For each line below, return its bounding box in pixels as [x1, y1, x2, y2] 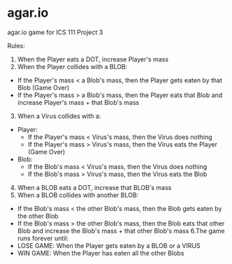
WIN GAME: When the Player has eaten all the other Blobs [17, 249, 184, 257]
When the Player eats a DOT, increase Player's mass [17, 54, 169, 64]
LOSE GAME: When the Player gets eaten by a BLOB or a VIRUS [17, 241, 201, 249]
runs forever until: [17, 234, 68, 242]
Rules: [7, 41, 26, 50]
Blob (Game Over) [17, 83, 70, 91]
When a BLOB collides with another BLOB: [17, 191, 139, 199]
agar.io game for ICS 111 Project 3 [7, 28, 103, 36]
